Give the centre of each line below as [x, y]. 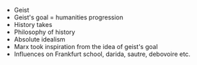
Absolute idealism [39, 39]
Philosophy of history [44, 32]
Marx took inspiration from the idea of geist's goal [86, 47]
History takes [33, 25]
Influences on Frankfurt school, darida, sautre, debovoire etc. [102, 54]
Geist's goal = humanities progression [68, 17]
